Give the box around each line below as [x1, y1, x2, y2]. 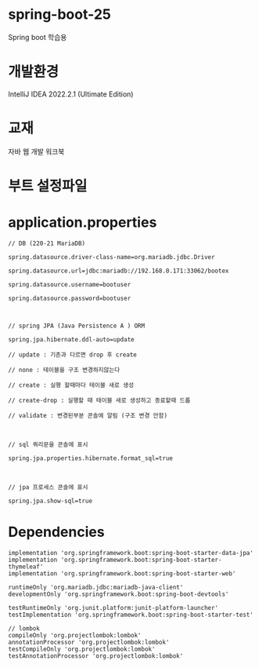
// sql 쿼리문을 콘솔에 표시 [8, 440, 88, 448]
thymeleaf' [8, 563, 44, 571]
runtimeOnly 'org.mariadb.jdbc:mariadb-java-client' [8, 583, 184, 591]
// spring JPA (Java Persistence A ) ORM [8, 322, 146, 330]
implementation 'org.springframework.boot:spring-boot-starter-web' [8, 569, 236, 578]
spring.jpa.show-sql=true [8, 497, 92, 505]
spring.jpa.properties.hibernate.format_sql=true [8, 454, 174, 462]
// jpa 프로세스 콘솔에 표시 [8, 483, 88, 491]
